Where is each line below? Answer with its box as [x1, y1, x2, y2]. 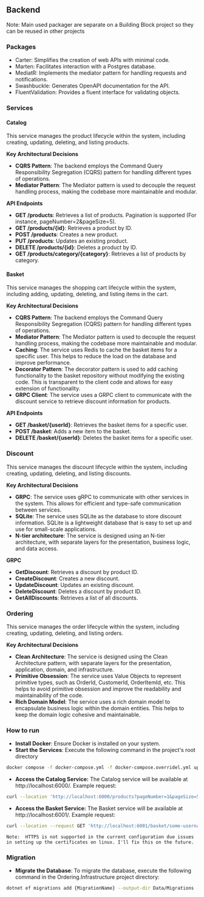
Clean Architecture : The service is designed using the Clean [15, 653, 168, 660]
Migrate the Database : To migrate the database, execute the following [15, 867, 192, 875]
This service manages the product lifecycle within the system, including [6, 132, 186, 140]
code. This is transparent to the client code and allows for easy [15, 379, 173, 386]
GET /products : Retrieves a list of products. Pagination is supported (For [15, 212, 197, 219]
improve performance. [15, 359, 72, 367]
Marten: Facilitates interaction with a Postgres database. [15, 63, 156, 70]
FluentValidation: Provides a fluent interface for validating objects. [15, 89, 180, 96]
